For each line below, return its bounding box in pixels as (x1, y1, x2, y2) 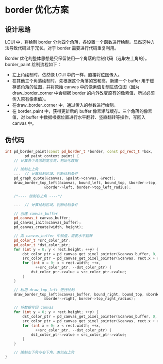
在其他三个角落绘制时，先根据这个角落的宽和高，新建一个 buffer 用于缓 (12, 78, 154, 83)
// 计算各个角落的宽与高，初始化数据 (14, 158, 79, 163)
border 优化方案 (5, 4, 69, 16)
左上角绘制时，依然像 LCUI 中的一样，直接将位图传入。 (12, 72, 122, 78)
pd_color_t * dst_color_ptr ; (14, 242, 70, 248)
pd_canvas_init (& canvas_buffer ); (14, 220, 81, 225)
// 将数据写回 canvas (14, 305, 54, 310)
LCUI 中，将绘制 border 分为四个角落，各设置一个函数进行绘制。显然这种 (5, 39, 151, 45)
